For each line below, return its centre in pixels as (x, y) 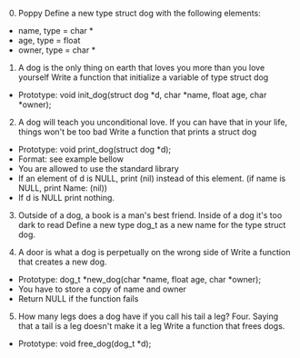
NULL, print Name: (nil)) (62, 188)
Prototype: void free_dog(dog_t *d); (85, 343)
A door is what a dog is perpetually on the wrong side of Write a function (154, 252)
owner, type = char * (57, 50)
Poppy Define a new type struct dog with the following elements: (139, 13)
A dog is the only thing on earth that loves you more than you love (141, 68)
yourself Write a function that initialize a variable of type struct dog (143, 77)
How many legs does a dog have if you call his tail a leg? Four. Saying (148, 316)
